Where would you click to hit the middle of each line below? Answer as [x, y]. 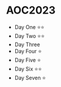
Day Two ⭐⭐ [30, 36]
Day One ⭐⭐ [30, 27]
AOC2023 [31, 10]
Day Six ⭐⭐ [28, 69]
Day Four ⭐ [28, 51]
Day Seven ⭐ [30, 78]
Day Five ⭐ [28, 60]
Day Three [27, 44]
